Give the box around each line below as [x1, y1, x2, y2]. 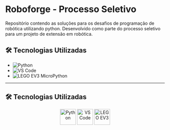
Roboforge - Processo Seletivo [5, 4, 137, 15]
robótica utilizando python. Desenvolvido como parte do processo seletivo [5, 25, 161, 31]
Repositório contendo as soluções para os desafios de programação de [5, 20, 154, 26]
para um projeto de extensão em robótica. [5, 31, 93, 37]
